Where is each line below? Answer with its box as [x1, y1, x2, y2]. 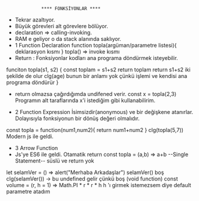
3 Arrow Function [14, 145, 58, 151]
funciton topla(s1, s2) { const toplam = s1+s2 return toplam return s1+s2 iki [6, 66, 191, 73]
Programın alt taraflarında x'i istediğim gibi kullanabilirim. [14, 97, 156, 104]
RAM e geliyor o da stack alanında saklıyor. [14, 35, 121, 42]
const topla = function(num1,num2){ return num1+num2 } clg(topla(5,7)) [6, 127, 184, 133]
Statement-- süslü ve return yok [14, 157, 94, 164]
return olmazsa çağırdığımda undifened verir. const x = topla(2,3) [14, 91, 177, 97]
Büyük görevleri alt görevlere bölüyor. [14, 23, 108, 29]
